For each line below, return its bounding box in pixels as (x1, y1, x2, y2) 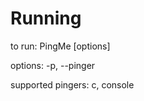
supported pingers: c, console (10, 78, 135, 91)
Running (10, 7, 82, 30)
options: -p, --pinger (10, 59, 96, 71)
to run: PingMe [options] (10, 40, 111, 52)
